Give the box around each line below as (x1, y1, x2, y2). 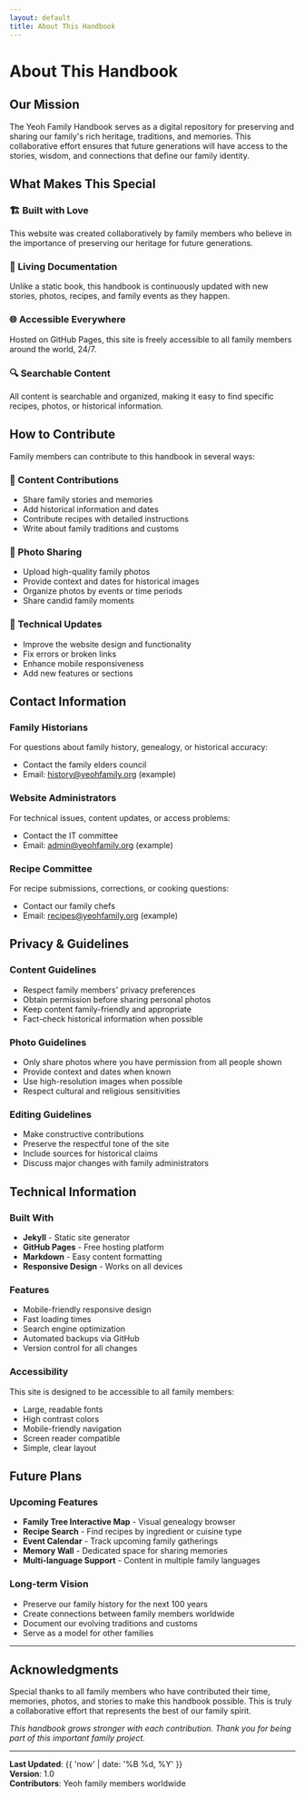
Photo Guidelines (9, 1036, 87, 1049)
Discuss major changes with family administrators (22, 1158, 210, 1169)
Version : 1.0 (9, 1768, 54, 1780)
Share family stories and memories (22, 494, 153, 505)
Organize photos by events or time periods (22, 586, 183, 597)
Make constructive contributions (22, 1129, 144, 1140)
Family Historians (9, 721, 89, 734)
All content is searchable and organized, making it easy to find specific (9, 391, 274, 402)
